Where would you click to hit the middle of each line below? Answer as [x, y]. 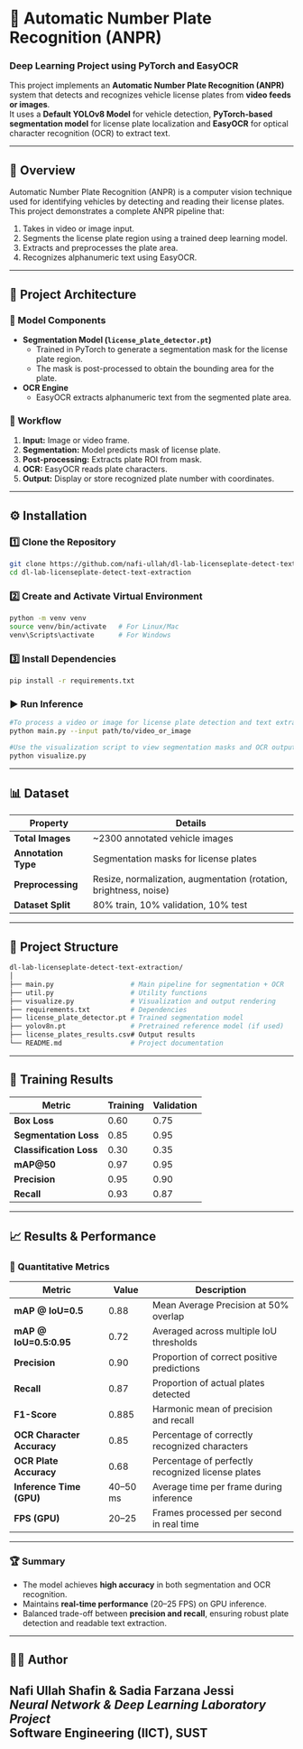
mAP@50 [35, 1164]
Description [221, 1290]
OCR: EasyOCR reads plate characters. [95, 470]
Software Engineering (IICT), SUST [109, 1733]
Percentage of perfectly [202, 1461]
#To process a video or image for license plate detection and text [141, 723]
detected [171, 1394]
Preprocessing [46, 885]
